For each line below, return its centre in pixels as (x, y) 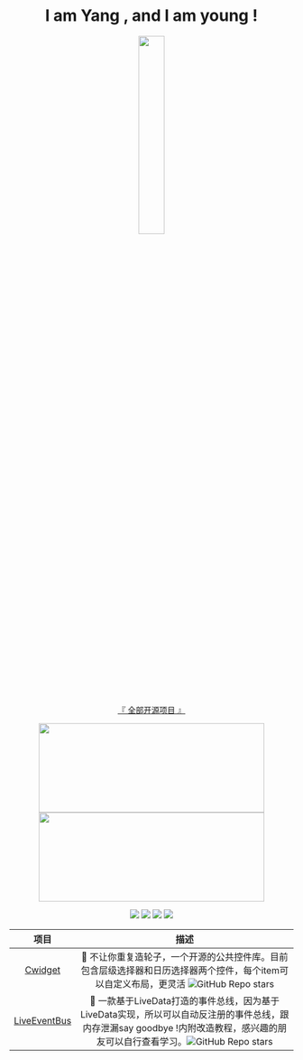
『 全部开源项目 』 (151, 710)
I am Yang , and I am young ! (151, 16)
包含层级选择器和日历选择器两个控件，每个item (180, 970)
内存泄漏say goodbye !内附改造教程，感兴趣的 (180, 1027)
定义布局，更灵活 (150, 983)
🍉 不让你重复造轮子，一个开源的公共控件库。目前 (184, 956)
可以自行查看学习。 (146, 1041)
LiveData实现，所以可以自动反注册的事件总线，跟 (184, 1014)
